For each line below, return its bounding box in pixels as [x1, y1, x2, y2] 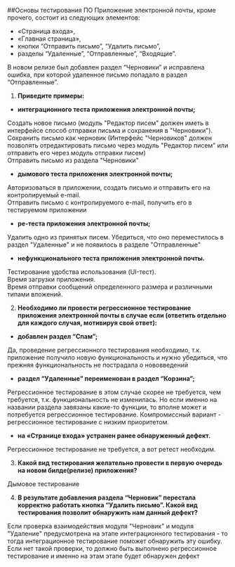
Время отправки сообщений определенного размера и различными [7, 282, 213, 291]
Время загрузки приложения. [7, 275, 96, 283]
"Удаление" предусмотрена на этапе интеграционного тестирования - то [7, 530, 228, 537]
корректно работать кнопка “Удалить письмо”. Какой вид [17, 501, 198, 509]
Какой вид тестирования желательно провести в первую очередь [17, 459, 222, 467]
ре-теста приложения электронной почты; [17, 219, 151, 228]
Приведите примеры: [17, 91, 85, 100]
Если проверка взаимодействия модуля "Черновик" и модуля [7, 522, 194, 530]
